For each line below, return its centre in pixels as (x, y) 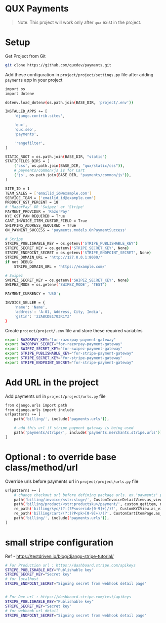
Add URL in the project (52, 382)
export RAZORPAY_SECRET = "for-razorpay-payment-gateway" (64, 344)
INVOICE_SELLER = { (25, 303)
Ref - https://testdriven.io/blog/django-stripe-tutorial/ (59, 556)
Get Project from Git (25, 56)
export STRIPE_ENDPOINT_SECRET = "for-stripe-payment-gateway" (69, 363)
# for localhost (22, 579)
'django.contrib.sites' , (40, 116)
